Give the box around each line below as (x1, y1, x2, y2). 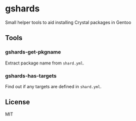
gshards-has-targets (5, 72, 57, 79)
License (5, 98, 30, 107)
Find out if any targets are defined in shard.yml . (5, 83, 102, 89)
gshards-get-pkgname (5, 49, 61, 56)
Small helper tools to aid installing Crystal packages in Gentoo (5, 19, 132, 25)
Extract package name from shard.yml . (5, 60, 85, 66)
